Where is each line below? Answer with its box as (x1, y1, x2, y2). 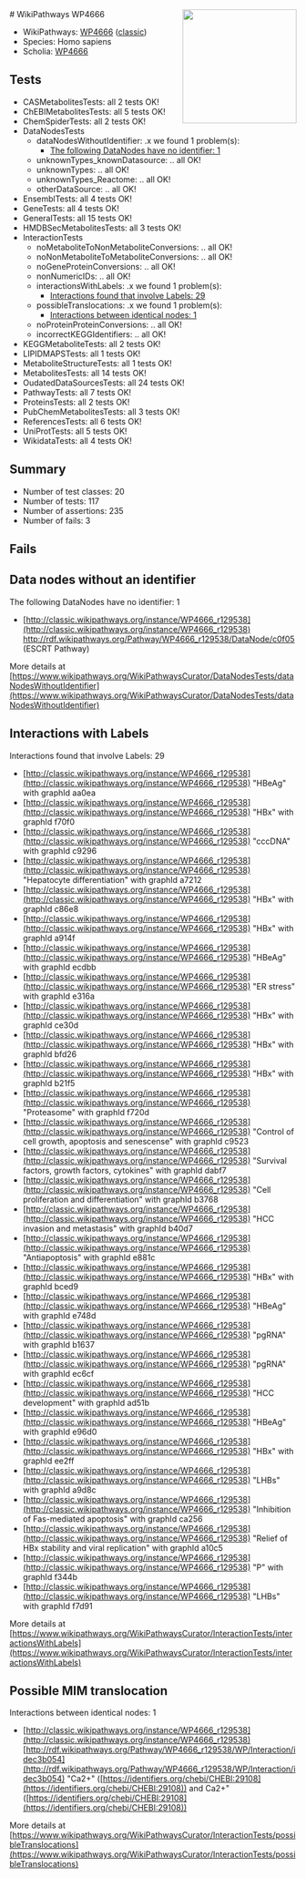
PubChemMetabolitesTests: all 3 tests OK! (22, 405, 180, 417)
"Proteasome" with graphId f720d (22, 1106, 150, 1117)
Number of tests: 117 (22, 496, 100, 507)
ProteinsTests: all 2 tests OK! (22, 396, 130, 407)
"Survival (252, 1155, 287, 1165)
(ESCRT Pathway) (22, 642, 90, 654)
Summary (9, 462, 66, 477)
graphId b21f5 (22, 1077, 76, 1088)
